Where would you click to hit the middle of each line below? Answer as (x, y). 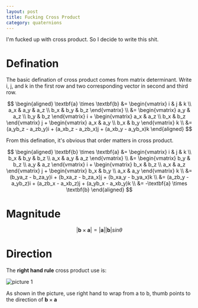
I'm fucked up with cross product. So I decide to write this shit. (82, 40)
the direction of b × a (32, 300)
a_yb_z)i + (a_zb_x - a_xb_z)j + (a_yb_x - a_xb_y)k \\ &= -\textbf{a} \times (99, 184)
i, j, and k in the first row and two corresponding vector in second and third (97, 86)
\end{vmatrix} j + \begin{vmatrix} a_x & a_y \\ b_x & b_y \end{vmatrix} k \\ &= (99, 123)
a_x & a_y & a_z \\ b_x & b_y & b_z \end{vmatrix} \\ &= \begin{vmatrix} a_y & (99, 110)
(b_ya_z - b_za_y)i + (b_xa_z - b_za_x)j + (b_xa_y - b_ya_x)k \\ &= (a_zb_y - (99, 177)
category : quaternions (34, 23)
